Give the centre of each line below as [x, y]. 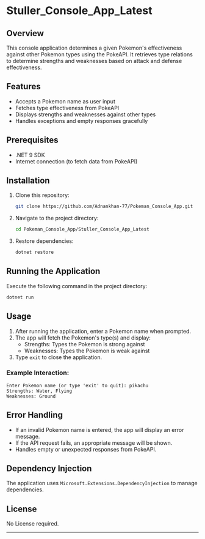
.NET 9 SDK [30, 155]
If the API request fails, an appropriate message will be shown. [94, 443]
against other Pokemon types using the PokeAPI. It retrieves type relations [100, 54]
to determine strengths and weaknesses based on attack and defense [94, 61]
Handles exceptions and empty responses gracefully [81, 121]
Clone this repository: [42, 195]
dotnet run [20, 297]
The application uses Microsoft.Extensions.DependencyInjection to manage [102, 483]
